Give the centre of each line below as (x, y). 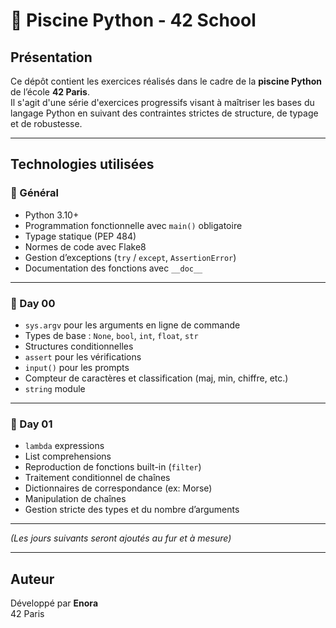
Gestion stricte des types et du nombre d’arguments (132, 510)
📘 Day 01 (31, 424)
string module (55, 388)
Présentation (51, 57)
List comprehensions (68, 456)
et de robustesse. (46, 123)
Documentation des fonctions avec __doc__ (113, 268)
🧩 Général (34, 193)
